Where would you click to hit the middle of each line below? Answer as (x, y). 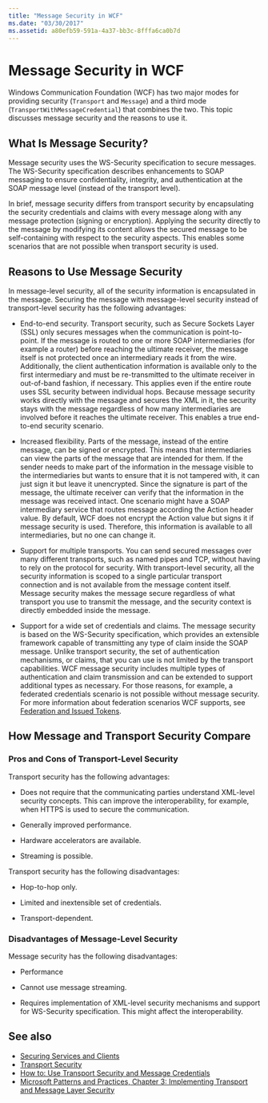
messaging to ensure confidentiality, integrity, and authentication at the (126, 180)
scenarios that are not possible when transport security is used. (113, 246)
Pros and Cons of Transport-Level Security (93, 759)
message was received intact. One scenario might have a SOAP (125, 501)
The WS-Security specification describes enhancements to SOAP (116, 171)
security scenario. (74, 425)
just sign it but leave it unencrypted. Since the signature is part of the (134, 484)
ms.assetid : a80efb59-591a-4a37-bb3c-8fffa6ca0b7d (94, 30)
